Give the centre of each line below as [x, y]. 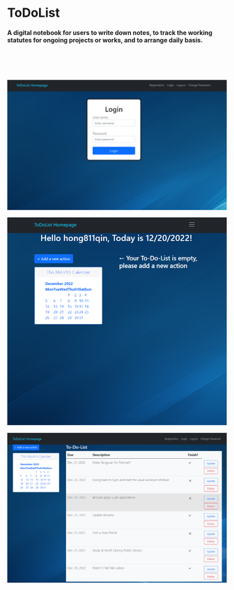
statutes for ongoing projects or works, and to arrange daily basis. [105, 40]
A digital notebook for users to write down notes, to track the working [110, 32]
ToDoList [34, 13]
